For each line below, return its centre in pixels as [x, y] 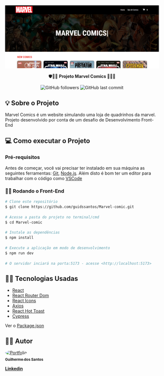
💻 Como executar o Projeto [48, 141]
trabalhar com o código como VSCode [44, 178]
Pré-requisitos [22, 158]
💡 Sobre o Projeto [32, 103]
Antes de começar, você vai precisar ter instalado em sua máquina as [75, 168]
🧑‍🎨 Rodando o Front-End [35, 191]
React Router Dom [31, 296]
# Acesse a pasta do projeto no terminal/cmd [52, 217]
